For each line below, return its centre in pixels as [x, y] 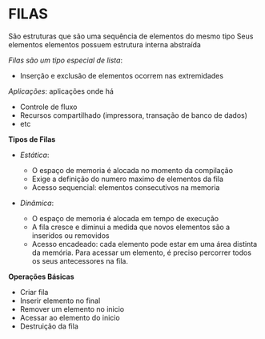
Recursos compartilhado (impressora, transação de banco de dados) [134, 115]
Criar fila [34, 292]
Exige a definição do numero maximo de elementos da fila [128, 179]
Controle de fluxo [48, 107]
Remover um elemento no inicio [72, 309]
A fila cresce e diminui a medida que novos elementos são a [131, 227]
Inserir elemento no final [60, 301]
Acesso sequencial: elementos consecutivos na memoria [126, 187]
